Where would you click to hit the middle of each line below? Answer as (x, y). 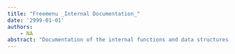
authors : (20, 27)
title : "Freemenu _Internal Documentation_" (74, 14)
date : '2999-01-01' (36, 20)
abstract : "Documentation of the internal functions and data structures (118, 40)
